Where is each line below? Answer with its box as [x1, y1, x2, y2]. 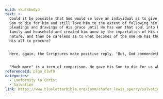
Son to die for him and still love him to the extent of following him [9, 20, 158, 26]
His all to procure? [9, 39, 51, 43]
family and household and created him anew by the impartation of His [9, 29, 155, 34]
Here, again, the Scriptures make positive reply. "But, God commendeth [9, 51, 160, 56]
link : [5, 87, 16, 92]
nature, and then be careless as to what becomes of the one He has [9, 34, 151, 39]
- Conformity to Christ [9, 78, 57, 83]
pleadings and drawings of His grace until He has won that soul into [9, 25, 155, 30]
